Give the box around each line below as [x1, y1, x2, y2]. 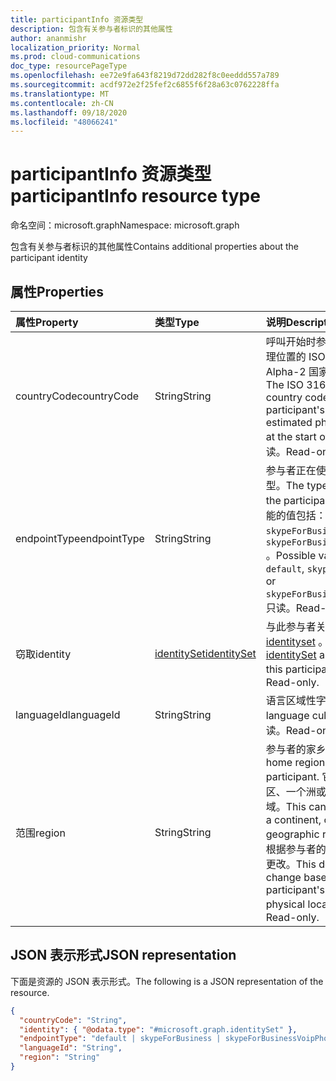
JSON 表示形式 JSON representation [10, 947, 237, 964]
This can [285, 800, 327, 813]
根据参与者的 [265, 842, 327, 856]
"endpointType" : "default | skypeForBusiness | [19, 1034, 222, 1044]
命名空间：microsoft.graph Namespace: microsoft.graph [10, 219, 240, 231]
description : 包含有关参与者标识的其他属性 [10, 24, 173, 34]
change [265, 871, 302, 884]
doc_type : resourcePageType [10, 61, 128, 71]
